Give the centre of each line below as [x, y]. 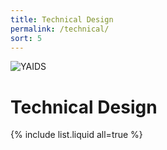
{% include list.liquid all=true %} [76, 135]
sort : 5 [26, 38]
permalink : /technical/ [60, 29]
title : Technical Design [62, 19]
